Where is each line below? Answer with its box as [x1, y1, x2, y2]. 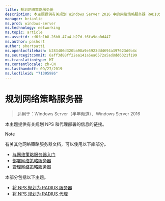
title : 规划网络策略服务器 [5, 7, 54, 12]
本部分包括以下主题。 [5, 174, 48, 180]
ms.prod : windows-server [5, 21, 56, 26]
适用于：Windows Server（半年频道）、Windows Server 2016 [17, 111, 140, 117]
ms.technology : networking [5, 25, 60, 30]
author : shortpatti [5, 44, 45, 49]
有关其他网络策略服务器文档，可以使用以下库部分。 [5, 141, 109, 147]
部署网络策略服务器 [12, 157, 52, 163]
